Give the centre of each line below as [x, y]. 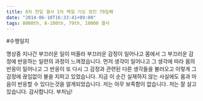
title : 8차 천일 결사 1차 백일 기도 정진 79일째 [60, 12]
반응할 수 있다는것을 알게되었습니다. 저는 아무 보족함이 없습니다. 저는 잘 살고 [107, 84]
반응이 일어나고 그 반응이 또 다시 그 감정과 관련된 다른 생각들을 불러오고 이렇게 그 [101, 69]
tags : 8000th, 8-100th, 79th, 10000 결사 [58, 23]
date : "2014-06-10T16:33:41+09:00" [51, 18]
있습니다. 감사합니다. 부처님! [39, 92]
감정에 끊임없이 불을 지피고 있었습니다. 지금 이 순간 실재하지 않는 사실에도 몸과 [98, 77]
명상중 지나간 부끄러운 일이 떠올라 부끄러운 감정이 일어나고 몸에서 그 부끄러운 [97, 54]
